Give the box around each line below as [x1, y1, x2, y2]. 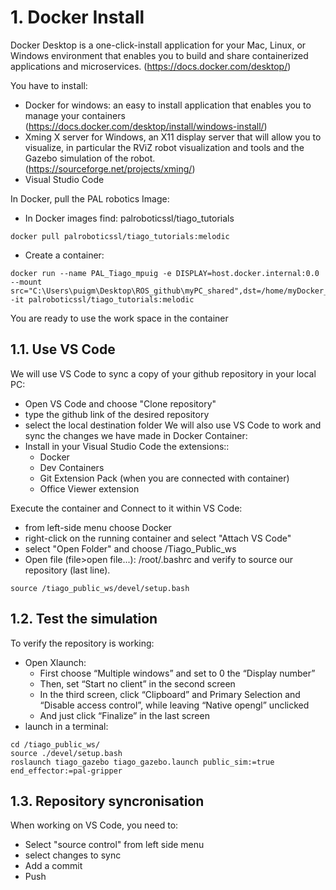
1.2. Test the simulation [10, 611, 158, 628]
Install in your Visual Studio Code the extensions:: [24, 440, 230, 452]
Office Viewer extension [39, 482, 140, 495]
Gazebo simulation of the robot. [24, 152, 156, 164]
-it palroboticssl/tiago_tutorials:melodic [10, 294, 195, 305]
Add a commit [24, 860, 83, 872]
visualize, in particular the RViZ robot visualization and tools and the [24, 141, 305, 153]
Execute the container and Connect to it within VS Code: [10, 502, 243, 514]
